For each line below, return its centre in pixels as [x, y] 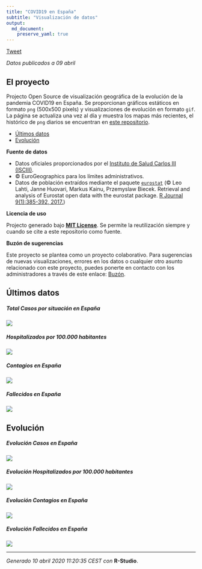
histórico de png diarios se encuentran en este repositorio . [78, 122]
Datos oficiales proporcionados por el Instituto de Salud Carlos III [95, 163]
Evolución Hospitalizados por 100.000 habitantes [70, 472]
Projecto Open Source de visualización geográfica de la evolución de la [95, 96]
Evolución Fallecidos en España [47, 529]
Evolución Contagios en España [47, 500]
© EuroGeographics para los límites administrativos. [79, 176]
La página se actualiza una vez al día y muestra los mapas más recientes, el [100, 116]
